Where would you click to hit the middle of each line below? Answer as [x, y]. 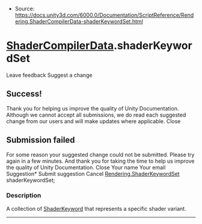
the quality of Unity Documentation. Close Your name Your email [86, 167]
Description [24, 196]
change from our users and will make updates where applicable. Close [93, 121]
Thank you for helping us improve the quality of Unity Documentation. [93, 108]
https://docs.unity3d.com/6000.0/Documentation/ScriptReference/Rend [104, 15]
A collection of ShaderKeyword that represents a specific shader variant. [96, 208]
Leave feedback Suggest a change [49, 75]
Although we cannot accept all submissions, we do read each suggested [96, 115]
